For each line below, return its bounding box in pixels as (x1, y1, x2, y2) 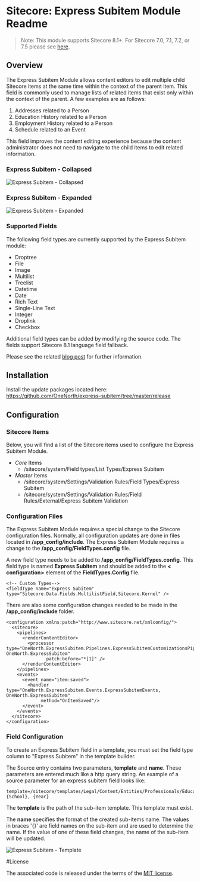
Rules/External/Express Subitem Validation (23, 497, 129, 504)
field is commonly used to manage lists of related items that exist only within (6, 88, 193, 96)
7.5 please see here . (20, 43, 70, 50)
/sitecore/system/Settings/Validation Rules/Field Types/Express (23, 478, 180, 485)
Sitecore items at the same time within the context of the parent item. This (6, 82, 187, 90)
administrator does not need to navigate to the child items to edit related (6, 143, 183, 151)
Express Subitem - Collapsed (6, 165, 92, 173)
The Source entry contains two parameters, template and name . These (6, 764, 182, 771)
